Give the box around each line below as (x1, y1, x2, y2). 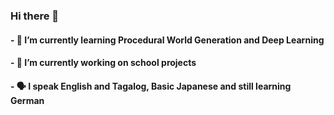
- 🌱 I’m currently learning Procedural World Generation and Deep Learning (10, 34, 325, 46)
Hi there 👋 (10, 9, 60, 23)
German (10, 94, 45, 106)
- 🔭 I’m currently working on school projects (10, 57, 197, 69)
